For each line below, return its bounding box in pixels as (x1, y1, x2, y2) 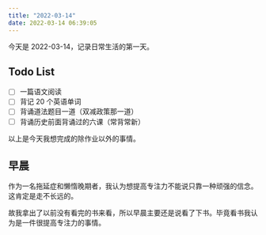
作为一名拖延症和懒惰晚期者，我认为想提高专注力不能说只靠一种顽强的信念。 (8, 181, 258, 191)
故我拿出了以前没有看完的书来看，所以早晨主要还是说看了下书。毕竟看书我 (8, 208, 251, 218)
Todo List (8, 65, 55, 78)
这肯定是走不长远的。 (8, 191, 78, 201)
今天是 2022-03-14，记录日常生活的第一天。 (8, 41, 154, 51)
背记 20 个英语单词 (19, 97, 82, 107)
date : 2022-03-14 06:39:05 (8, 19, 97, 27)
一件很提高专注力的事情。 (21, 218, 105, 228)
